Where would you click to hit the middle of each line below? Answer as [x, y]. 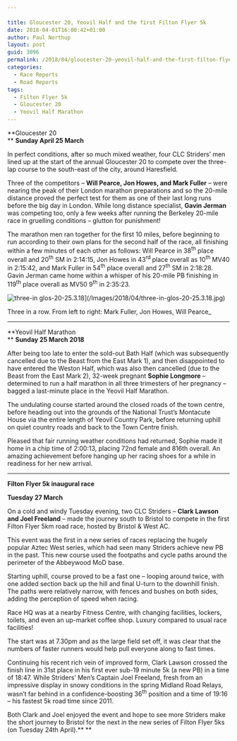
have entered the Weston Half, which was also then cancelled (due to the [114, 368]
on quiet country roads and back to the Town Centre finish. [93, 427]
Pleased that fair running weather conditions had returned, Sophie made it [115, 441]
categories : [25, 67]
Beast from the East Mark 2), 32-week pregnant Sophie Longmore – [107, 376]
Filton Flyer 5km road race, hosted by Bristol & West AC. [89, 526]
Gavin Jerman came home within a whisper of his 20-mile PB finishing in [113, 275]
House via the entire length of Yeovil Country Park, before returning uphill [114, 419]
